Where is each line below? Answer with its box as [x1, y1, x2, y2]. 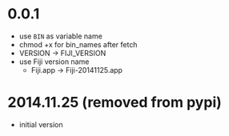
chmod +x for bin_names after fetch [18, 39, 138, 49]
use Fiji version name [18, 57, 90, 66]
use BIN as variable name [18, 31, 103, 41]
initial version [18, 119, 63, 129]
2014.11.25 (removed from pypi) [7, 94, 222, 112]
